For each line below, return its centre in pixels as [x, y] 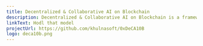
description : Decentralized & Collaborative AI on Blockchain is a [93, 17]
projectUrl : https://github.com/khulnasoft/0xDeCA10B [76, 28]
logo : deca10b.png [29, 34]
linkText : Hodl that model [40, 23]
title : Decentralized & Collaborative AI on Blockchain [78, 12]
